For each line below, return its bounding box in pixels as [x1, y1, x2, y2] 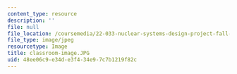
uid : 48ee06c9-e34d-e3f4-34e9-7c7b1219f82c [7, 56, 138, 63]
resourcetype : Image [7, 43, 68, 50]
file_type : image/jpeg [7, 37, 74, 44]
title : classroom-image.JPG [7, 50, 90, 57]
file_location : [7, 30, 52, 37]
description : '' [7, 17, 55, 24]
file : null [7, 23, 39, 30]
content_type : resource [7, 10, 78, 18]
